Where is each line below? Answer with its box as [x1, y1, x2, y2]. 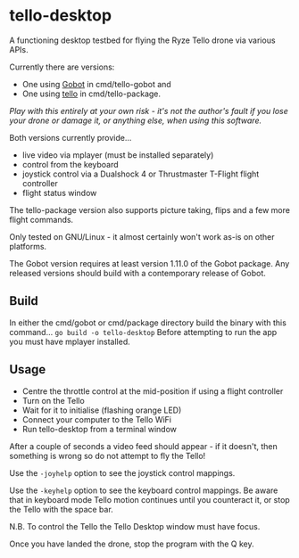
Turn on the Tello [21, 395, 85, 406]
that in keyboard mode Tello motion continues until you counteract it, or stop [9, 494, 290, 505]
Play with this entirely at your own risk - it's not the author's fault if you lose [9, 105, 288, 116]
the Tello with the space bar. [9, 504, 113, 514]
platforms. [9, 241, 47, 251]
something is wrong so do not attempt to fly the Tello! [9, 450, 206, 461]
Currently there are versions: [9, 62, 115, 72]
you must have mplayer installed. [9, 336, 131, 347]
